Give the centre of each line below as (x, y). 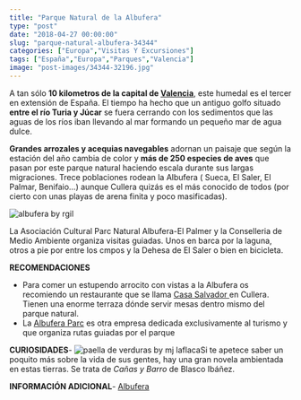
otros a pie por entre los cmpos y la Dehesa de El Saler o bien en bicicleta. (146, 250)
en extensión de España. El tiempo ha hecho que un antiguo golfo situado (145, 102)
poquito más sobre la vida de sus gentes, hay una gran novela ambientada (146, 359)
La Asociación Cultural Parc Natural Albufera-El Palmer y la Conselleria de (146, 230)
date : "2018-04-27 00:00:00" (64, 34)
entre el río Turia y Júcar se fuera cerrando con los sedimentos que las (141, 112)
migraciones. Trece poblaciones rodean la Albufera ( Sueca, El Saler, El (140, 177)
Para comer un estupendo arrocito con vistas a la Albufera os (135, 284)
